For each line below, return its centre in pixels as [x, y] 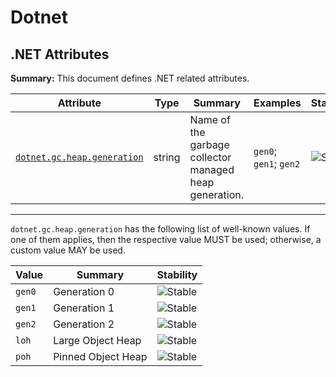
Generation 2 [84, 324]
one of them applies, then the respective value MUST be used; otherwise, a [166, 239]
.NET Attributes [60, 54]
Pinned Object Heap [100, 356]
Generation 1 [84, 308]
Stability [177, 274]
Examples [277, 103]
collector [210, 157]
